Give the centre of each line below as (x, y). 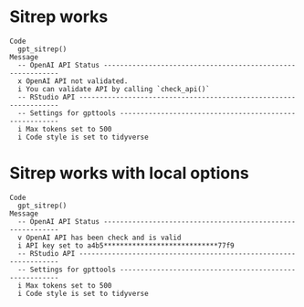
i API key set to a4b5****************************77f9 (126, 245)
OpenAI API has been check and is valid (104, 238)
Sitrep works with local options (129, 173)
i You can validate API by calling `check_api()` (114, 89)
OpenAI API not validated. (77, 81)
